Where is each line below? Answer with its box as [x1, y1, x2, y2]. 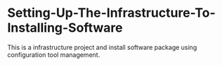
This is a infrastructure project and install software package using [7, 43, 197, 51]
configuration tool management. [7, 51, 100, 59]
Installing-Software [7, 20, 123, 36]
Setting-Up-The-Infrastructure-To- [7, 5, 216, 21]
